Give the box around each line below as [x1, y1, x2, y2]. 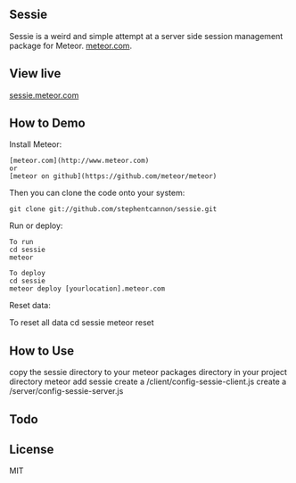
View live [9, 66, 62, 81]
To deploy [9, 269, 46, 278]
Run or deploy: [9, 220, 63, 231]
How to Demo [9, 116, 86, 131]
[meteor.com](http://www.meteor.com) [9, 156, 150, 166]
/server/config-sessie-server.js [9, 386, 124, 397]
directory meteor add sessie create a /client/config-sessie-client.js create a [9, 376, 287, 387]
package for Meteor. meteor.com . [9, 40, 132, 51]
